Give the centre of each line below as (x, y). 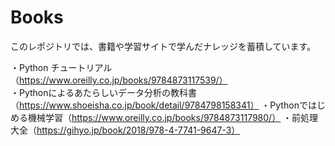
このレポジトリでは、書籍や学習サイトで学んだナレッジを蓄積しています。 (163, 46)
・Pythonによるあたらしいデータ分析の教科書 (104, 92)
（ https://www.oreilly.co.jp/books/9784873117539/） (119, 80)
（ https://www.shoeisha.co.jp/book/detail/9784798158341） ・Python (155, 105)
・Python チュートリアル (61, 67)
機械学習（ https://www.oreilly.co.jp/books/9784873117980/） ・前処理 (173, 117)
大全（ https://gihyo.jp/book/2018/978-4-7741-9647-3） (125, 130)
